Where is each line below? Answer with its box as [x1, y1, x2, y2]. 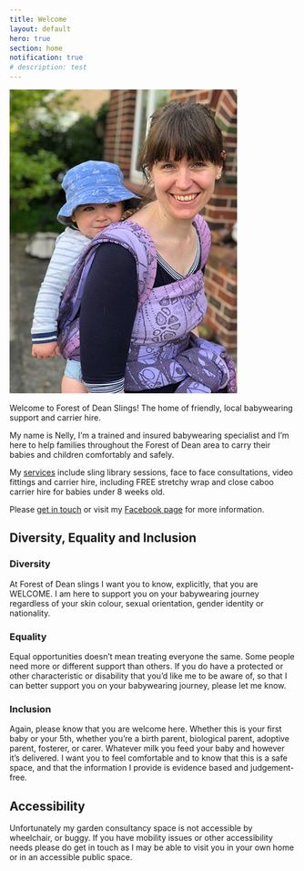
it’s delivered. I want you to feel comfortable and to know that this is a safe [9, 752, 289, 763]
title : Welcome [9, 15, 67, 24]
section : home [9, 44, 64, 53]
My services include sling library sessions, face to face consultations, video [9, 467, 294, 478]
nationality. [9, 607, 51, 618]
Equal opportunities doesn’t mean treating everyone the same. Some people [9, 650, 296, 661]
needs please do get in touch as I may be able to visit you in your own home [9, 842, 294, 853]
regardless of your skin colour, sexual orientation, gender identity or [9, 597, 264, 608]
